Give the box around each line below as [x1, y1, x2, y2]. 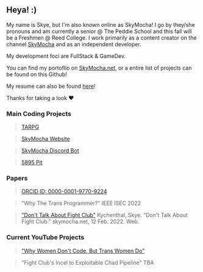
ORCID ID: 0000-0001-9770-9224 [21, 188, 107, 195]
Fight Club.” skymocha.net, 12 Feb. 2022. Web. [21, 218, 140, 225]
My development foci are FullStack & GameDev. [6, 52, 126, 60]
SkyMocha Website [21, 135, 70, 143]
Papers [6, 174, 28, 182]
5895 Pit [21, 159, 43, 166]
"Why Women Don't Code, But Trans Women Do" [21, 247, 145, 254]
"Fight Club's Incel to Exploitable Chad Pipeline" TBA [21, 259, 154, 266]
